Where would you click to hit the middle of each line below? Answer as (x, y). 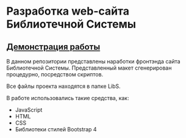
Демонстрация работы (53, 47)
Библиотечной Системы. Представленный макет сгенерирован (89, 68)
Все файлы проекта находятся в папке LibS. (63, 86)
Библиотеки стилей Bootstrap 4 (56, 129)
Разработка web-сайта (68, 11)
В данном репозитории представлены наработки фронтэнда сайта (94, 61)
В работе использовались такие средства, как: (68, 98)
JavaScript (29, 110)
